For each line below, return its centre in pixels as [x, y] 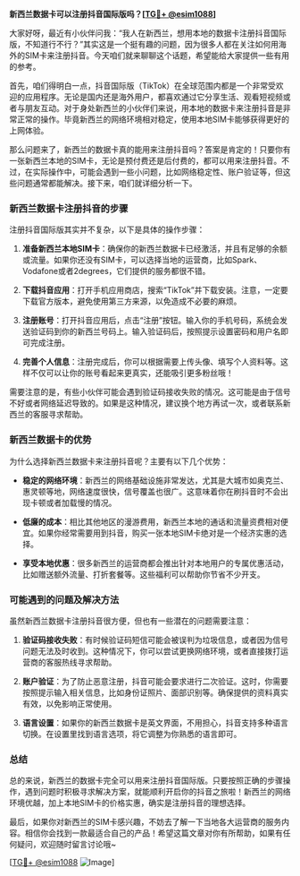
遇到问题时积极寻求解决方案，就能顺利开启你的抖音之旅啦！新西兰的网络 [158, 792]
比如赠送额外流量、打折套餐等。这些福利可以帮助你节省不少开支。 [143, 574]
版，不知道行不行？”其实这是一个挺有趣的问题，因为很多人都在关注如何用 [144, 44]
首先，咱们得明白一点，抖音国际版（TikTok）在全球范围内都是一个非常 [139, 86]
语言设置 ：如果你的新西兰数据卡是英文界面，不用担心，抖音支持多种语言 [155, 722]
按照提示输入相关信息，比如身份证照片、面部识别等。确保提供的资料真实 [155, 692]
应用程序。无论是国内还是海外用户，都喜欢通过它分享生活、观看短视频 [154, 97]
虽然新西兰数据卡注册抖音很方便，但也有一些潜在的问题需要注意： [130, 621]
